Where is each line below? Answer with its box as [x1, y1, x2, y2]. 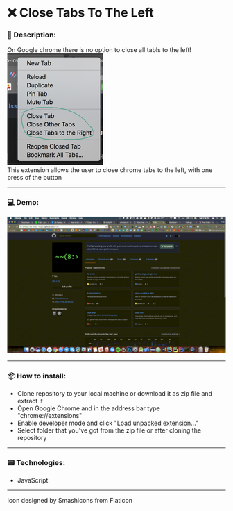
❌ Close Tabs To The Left [7, 5, 154, 21]
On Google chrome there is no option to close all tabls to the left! [7, 46, 192, 54]
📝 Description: [7, 30, 57, 40]
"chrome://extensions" [17, 412, 83, 420]
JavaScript [17, 476, 49, 485]
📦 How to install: [7, 371, 67, 380]
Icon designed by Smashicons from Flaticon [7, 496, 133, 505]
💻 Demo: [7, 198, 40, 208]
